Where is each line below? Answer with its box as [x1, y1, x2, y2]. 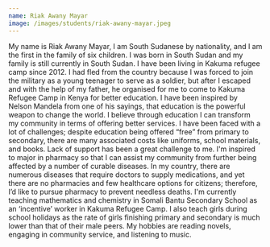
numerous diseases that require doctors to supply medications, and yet [8, 170, 245, 179]
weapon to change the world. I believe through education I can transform [8, 109, 251, 119]
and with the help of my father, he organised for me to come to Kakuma [8, 84, 246, 93]
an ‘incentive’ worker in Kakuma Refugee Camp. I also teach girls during [8, 204, 247, 213]
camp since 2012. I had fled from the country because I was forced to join [8, 67, 254, 76]
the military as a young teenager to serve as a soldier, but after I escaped [8, 76, 251, 85]
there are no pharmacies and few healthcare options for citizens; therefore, [8, 178, 258, 187]
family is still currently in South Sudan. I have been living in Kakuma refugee [8, 58, 260, 68]
